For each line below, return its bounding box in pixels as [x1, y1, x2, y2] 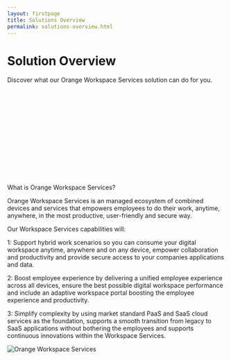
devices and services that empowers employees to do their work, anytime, [7, 204, 221, 212]
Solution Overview [7, 53, 117, 69]
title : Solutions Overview [7, 17, 85, 24]
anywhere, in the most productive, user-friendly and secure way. [7, 211, 192, 219]
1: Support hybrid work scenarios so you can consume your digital [7, 238, 196, 246]
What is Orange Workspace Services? [7, 183, 116, 191]
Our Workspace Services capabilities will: [7, 225, 126, 233]
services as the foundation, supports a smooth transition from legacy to [7, 316, 212, 325]
